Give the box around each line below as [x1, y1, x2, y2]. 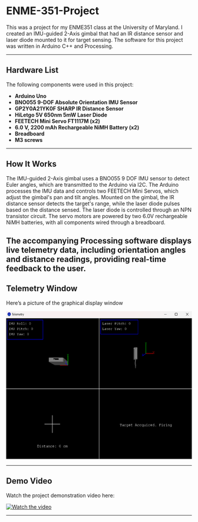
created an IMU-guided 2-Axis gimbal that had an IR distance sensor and [6, 30, 184, 37]
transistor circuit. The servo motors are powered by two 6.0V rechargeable [6, 212, 187, 219]
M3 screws [14, 136, 43, 143]
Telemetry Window [6, 284, 78, 294]
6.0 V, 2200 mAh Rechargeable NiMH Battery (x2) [14, 124, 140, 131]
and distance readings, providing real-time [6, 254, 167, 264]
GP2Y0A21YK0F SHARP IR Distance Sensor [14, 105, 124, 112]
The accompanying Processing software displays [6, 235, 192, 246]
